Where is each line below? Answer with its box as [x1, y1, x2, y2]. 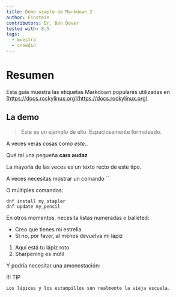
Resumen [6, 69, 55, 82]
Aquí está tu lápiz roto [14, 243, 70, 251]
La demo [6, 112, 39, 122]
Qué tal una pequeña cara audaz [6, 151, 88, 158]
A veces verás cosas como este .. [6, 140, 88, 147]
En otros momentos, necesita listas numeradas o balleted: [6, 214, 150, 221]
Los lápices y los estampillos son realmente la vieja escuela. [6, 285, 171, 291]
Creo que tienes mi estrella [14, 225, 82, 233]
